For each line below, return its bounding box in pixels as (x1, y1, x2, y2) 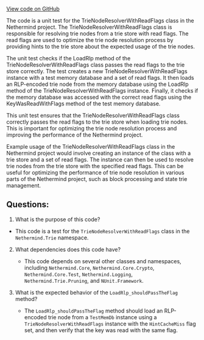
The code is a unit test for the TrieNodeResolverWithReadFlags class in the (6, 17, 195, 24)
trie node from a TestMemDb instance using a (47, 313, 157, 321)
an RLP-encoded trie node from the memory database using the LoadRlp (6, 80, 189, 88)
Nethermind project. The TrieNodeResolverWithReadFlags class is (6, 24, 172, 30)
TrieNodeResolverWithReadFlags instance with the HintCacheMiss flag (24, 320, 196, 327)
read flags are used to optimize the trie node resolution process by (6, 37, 174, 43)
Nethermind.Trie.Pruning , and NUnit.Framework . (24, 277, 144, 284)
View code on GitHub (6, 5, 60, 12)
